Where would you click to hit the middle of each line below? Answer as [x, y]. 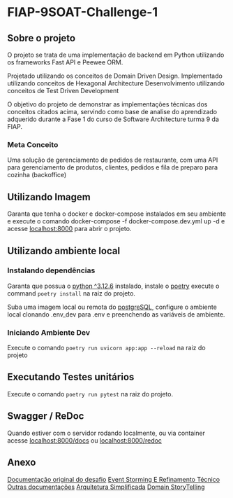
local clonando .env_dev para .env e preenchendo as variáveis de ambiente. [116, 314]
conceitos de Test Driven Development [63, 91]
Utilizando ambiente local [64, 250]
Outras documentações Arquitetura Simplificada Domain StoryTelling [106, 487]
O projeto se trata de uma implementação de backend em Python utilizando [116, 55]
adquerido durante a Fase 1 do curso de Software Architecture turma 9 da [113, 119]
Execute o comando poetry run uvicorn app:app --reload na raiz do [106, 348]
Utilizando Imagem [49, 197]
